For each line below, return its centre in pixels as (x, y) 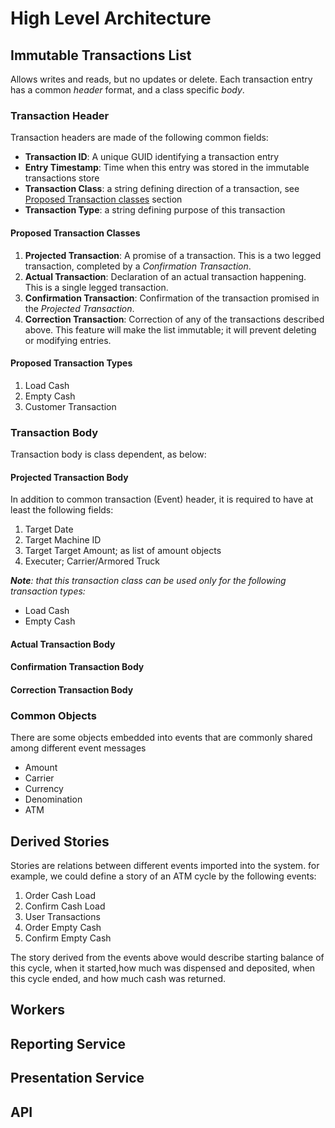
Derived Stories (60, 841)
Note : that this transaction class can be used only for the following (148, 581)
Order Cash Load (60, 896)
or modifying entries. (68, 340)
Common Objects (53, 715)
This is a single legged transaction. (96, 287)
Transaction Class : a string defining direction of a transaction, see (162, 189)
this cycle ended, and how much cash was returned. (118, 979)
